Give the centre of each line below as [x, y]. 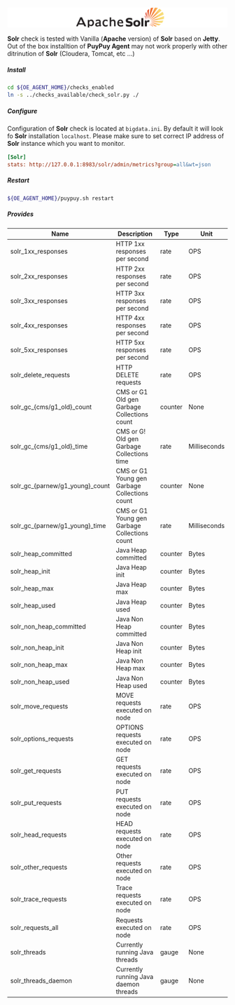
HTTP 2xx [130, 269]
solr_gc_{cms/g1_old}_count [51, 407]
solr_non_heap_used [40, 682]
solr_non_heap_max [39, 664]
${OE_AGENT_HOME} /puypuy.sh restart [60, 198]
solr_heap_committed [41, 554]
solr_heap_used [33, 606]
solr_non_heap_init [37, 647]
